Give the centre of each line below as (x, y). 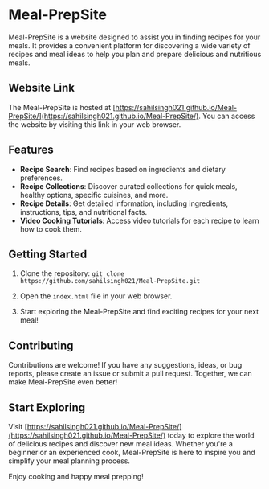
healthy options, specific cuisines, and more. (94, 195)
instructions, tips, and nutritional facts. (83, 212)
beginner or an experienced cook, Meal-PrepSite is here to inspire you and (132, 452)
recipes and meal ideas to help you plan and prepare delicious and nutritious (135, 54)
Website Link (41, 88)
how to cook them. (51, 229)
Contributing (41, 345)
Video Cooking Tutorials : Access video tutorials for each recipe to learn (139, 220)
